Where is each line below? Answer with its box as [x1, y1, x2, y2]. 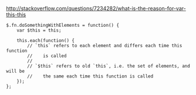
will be [6, 68, 25, 74]
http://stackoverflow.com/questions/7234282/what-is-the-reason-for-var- [6, 5, 186, 12]
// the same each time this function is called [27, 73, 154, 79]
